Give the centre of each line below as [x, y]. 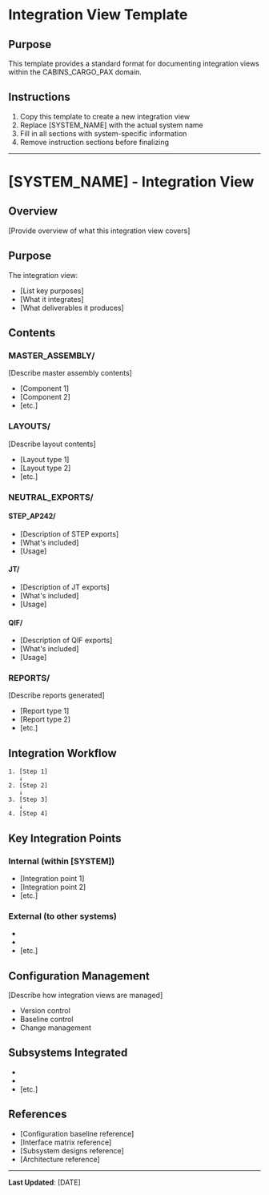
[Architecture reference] [60, 1159]
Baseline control [46, 1020]
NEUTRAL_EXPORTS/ [51, 497]
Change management [56, 1028]
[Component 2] [45, 397]
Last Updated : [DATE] [45, 1182]
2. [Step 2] [28, 786]
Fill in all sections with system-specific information [103, 133]
